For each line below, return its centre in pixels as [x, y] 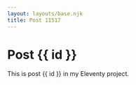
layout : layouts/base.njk [45, 14]
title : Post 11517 [34, 20]
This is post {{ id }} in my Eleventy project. [68, 74]
